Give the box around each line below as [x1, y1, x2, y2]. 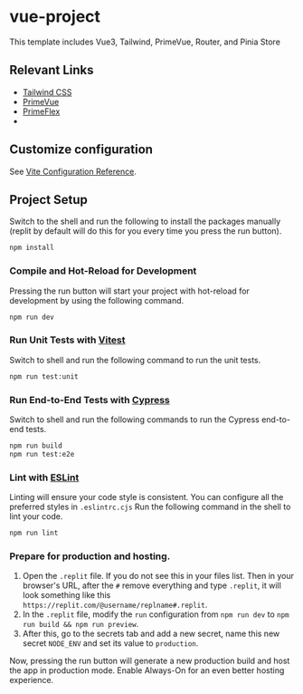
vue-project [9, 6, 101, 27]
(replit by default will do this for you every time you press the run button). [9, 226, 282, 236]
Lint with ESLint [9, 471, 80, 484]
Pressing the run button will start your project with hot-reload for [9, 285, 251, 296]
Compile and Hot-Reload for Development [9, 265, 197, 277]
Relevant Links [9, 63, 94, 78]
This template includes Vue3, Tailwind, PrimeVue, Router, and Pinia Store [9, 36, 280, 47]
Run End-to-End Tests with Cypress [9, 393, 170, 406]
